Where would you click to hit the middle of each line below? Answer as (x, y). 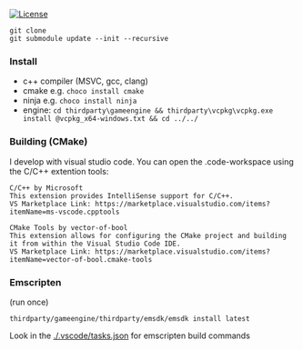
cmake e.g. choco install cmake (83, 91)
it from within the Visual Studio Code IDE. (95, 244)
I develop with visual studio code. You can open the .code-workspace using (151, 161)
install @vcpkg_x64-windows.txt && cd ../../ (110, 119)
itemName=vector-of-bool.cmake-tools (81, 259)
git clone (28, 31)
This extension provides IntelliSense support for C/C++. (121, 195)
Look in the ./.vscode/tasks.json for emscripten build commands (130, 335)
